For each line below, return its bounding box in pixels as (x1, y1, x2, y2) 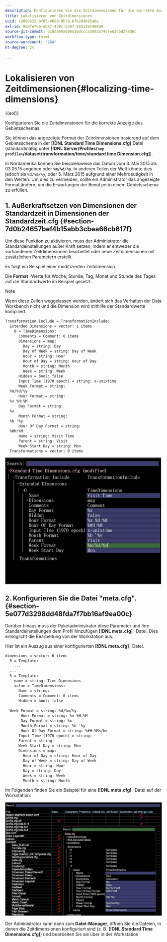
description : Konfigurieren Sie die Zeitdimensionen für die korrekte (5, 8, 155, 13)
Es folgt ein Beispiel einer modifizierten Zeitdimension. (5, 264, 117, 270)
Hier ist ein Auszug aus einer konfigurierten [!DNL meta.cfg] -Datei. (5, 643, 144, 649)
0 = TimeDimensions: (14, 329, 57, 334)
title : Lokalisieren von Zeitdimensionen (5, 13, 92, 18)
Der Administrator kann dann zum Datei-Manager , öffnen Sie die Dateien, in (5, 921, 162, 927)
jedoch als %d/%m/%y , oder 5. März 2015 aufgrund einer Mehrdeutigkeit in (5, 171, 153, 177)
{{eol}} (5, 110, 19, 116)
